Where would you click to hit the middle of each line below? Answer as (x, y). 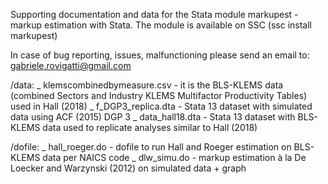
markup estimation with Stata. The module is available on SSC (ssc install (161, 25)
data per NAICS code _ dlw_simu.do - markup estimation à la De (174, 157)
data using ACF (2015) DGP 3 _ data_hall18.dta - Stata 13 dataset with (153, 117)
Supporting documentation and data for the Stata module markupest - (154, 14)
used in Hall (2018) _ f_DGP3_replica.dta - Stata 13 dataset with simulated (161, 106)
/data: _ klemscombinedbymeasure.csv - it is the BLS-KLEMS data (147, 85)
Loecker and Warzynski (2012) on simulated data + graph (128, 168)
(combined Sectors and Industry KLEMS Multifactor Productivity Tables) (159, 95)
